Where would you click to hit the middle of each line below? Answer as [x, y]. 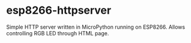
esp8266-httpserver [59, 10]
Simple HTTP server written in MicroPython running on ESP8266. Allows [95, 27]
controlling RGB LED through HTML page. [58, 33]
